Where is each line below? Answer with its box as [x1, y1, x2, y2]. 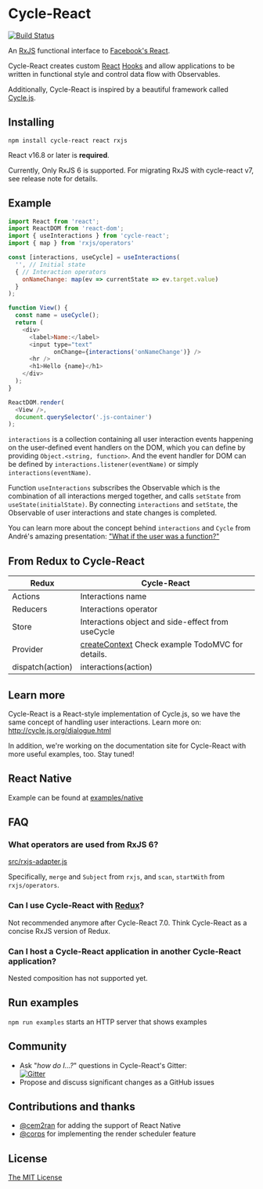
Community [8, 1040, 67, 1053]
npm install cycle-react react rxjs [8, 137, 128, 144]
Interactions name [80, 591, 147, 602]
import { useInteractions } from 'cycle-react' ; [8, 232, 170, 240]
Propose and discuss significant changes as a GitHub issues [19, 1077, 215, 1087]
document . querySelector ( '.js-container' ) [15, 413, 153, 421]
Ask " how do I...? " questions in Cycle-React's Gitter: [19, 1060, 188, 1070]
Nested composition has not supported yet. [8, 974, 149, 983]
